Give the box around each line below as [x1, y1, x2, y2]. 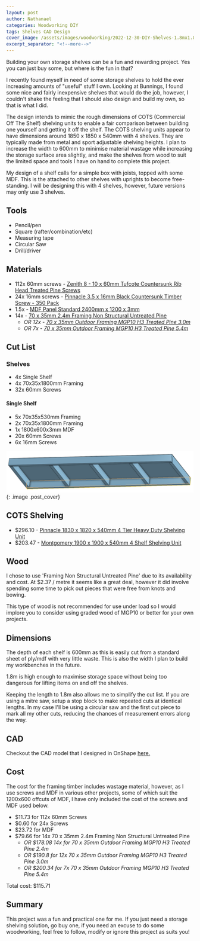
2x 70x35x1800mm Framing [14, 419, 83, 427]
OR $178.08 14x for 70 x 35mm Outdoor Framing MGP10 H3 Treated [23, 839, 190, 846]
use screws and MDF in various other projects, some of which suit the [6, 789, 178, 796]
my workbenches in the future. [6, 661, 82, 669]
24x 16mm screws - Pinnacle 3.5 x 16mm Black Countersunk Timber [14, 293, 182, 300]
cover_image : [6, 35, 39, 41]
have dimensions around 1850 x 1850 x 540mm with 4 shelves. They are [6, 132, 183, 139]
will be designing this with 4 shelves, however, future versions [33, 182, 186, 189]
